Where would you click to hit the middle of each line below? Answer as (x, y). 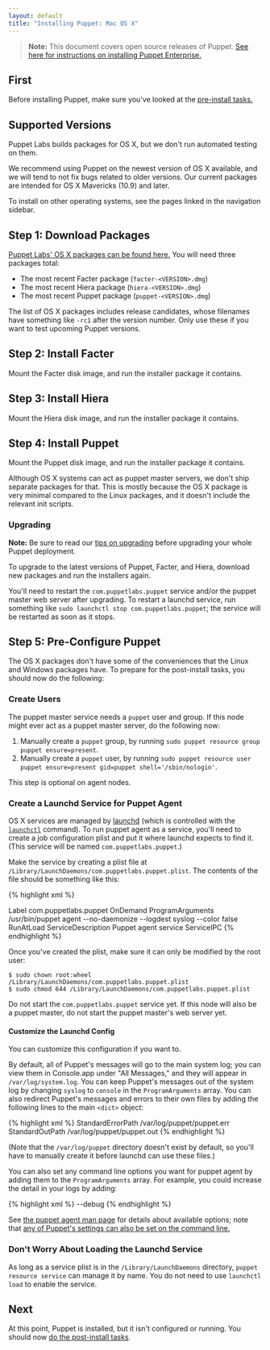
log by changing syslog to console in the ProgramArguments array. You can (130, 1090)
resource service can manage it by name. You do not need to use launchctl (135, 1275)
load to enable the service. (53, 1284)
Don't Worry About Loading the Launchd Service (106, 1249)
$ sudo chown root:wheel (50, 975)
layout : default (35, 16)
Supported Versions (60, 125)
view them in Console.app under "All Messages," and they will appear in (128, 1074)
